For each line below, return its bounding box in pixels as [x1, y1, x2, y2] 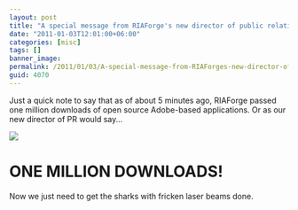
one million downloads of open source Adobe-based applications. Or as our [9, 104, 286, 115]
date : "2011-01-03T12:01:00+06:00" [9, 29, 141, 38]
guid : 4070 [9, 71, 50, 80]
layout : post [9, 12, 58, 22]
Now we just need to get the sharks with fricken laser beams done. [9, 191, 255, 201]
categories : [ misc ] [9, 37, 82, 47]
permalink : [9, 63, 50, 72]
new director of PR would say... [9, 113, 123, 124]
